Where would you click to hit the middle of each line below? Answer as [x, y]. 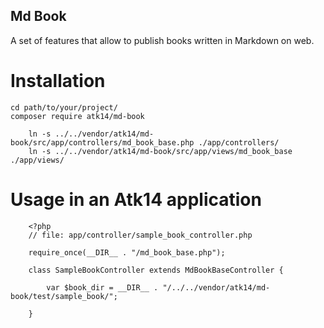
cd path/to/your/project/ [64, 107]
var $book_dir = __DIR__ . [102, 287]
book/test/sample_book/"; [64, 296]
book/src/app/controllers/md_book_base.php [102, 142]
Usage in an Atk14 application [136, 199]
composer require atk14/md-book [77, 116]
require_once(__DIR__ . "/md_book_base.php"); [127, 252]
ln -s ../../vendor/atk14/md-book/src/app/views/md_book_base [160, 151]
